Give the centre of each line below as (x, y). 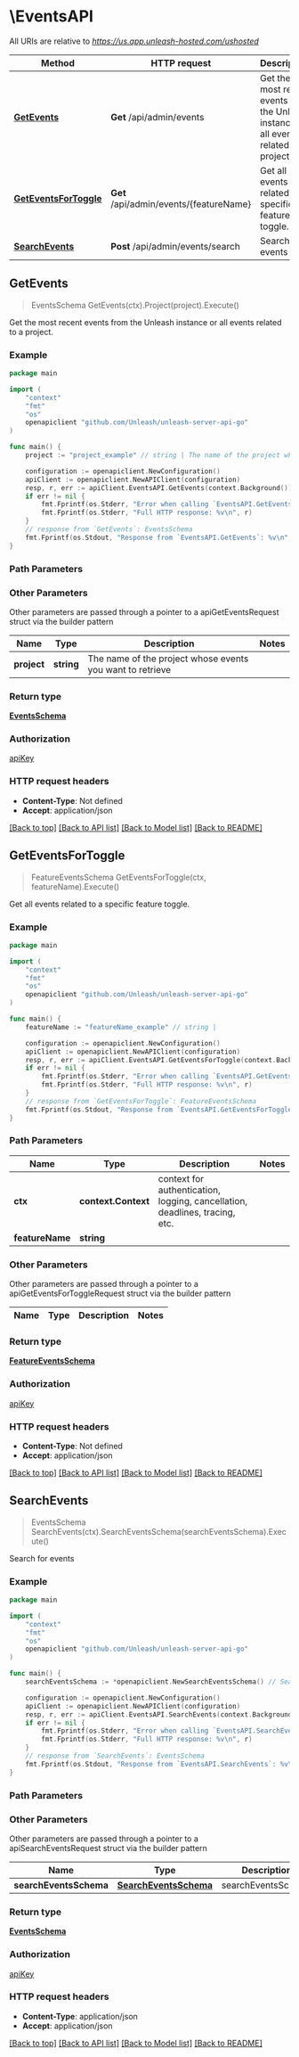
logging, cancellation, (202, 1201)
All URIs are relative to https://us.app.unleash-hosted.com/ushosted (134, 41)
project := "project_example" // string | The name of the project (153, 455)
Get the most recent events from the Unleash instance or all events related (145, 322)
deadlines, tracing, (197, 1212)
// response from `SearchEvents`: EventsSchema (115, 1756)
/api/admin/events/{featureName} (181, 204)
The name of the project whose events (168, 659)
